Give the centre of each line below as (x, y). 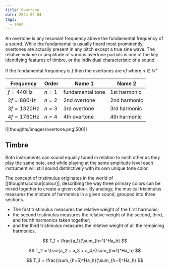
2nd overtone (79, 100)
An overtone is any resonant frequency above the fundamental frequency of (84, 39)
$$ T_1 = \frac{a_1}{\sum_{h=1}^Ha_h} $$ (85, 241)
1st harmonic (126, 92)
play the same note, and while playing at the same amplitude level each (79, 163)
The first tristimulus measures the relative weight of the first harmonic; (86, 209)
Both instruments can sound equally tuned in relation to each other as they (83, 157)
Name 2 (127, 83)
